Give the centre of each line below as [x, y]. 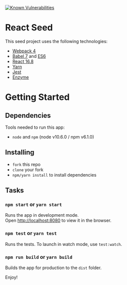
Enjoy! [12, 278]
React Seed [29, 28]
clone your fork [28, 169]
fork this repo [26, 164]
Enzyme [21, 77]
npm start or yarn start [34, 204]
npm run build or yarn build [39, 257]
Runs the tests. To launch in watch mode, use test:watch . [64, 244]
